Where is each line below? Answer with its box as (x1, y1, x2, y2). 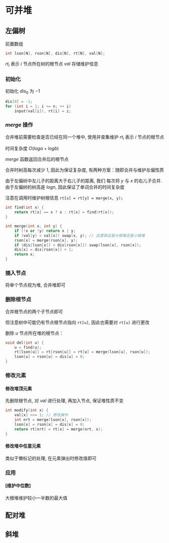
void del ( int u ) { (5, 340, 44, 345)
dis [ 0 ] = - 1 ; (5, 99, 33, 104)
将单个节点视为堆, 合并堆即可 (5, 282, 66, 288)
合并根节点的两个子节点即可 (5, 308, 63, 314)
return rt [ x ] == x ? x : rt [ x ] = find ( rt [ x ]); (14, 210, 114, 215)
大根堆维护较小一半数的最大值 (5, 495, 67, 501)
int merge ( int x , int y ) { (5, 224, 62, 229)
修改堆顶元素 (5, 385, 32, 391)
